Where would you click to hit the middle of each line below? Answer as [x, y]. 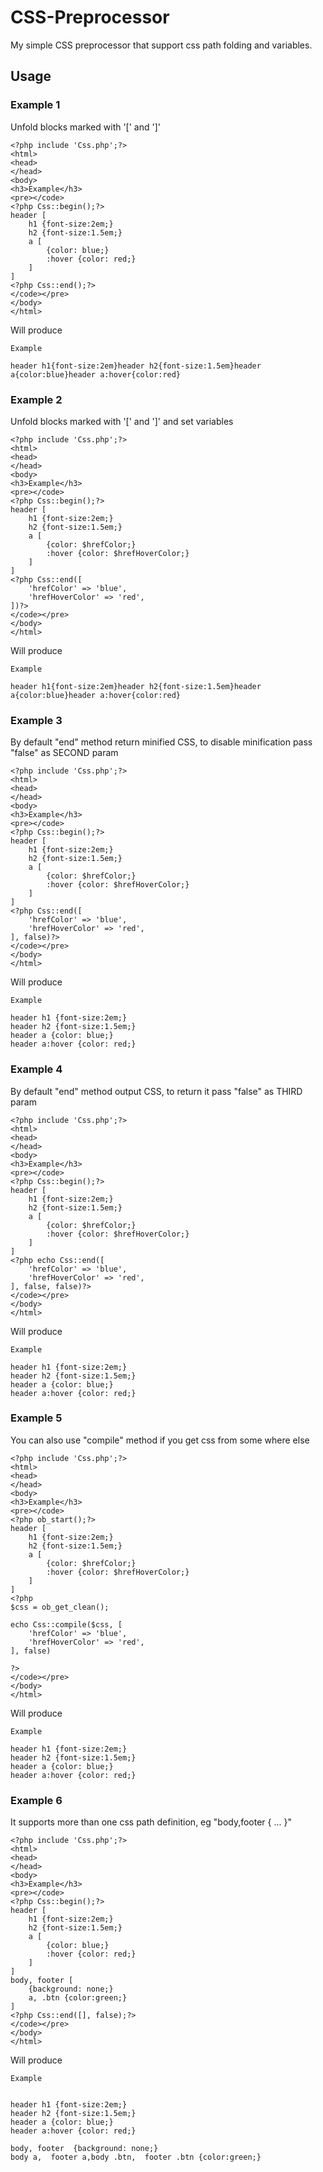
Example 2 [36, 399]
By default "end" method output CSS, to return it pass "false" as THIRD [156, 1091]
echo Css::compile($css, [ [66, 1624]
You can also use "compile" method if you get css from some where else [160, 1440]
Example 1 [35, 105]
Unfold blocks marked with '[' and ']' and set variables [122, 421]
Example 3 [36, 720]
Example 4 [36, 1069]
